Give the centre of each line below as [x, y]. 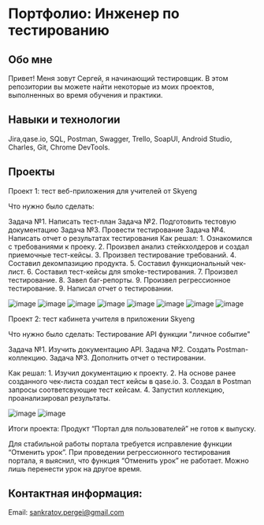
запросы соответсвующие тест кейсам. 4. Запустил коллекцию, [116, 390]
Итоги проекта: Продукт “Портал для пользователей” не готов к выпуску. [132, 428]
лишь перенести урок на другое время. [75, 468]
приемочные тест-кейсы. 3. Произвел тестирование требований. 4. [122, 255]
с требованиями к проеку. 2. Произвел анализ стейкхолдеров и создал [129, 246]
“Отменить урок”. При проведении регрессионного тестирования [119, 452]
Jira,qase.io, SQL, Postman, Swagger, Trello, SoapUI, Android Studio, [120, 139]
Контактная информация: [76, 494]
